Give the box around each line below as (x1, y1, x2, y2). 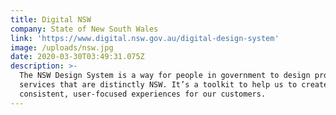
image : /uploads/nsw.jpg (10, 42, 114, 53)
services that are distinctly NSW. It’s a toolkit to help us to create (19, 80, 329, 90)
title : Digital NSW (10, 14, 92, 25)
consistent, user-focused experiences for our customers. (19, 89, 267, 99)
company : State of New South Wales (10, 24, 159, 34)
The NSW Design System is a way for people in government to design (19, 71, 311, 81)
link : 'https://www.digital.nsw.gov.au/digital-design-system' (10, 33, 280, 43)
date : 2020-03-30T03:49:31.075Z (10, 52, 145, 62)
